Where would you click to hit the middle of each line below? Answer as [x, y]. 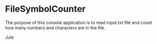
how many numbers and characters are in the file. [55, 27]
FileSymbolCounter [45, 9]
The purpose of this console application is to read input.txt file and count [79, 22]
